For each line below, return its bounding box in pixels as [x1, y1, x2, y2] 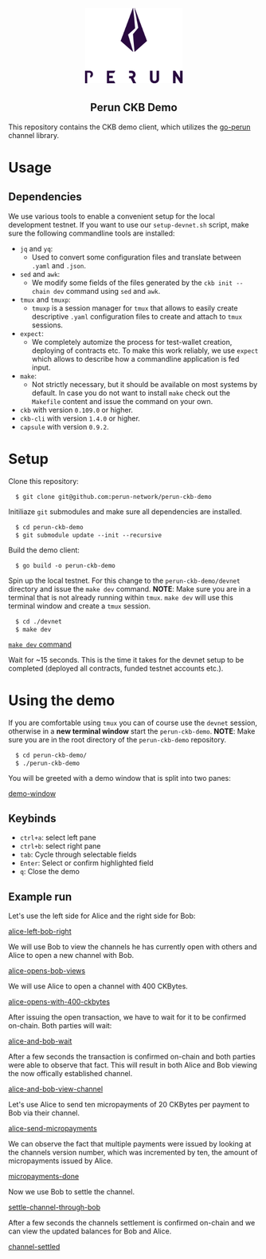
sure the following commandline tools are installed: [8, 228, 175, 238]
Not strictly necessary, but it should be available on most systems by [31, 379, 258, 389]
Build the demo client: [8, 545, 80, 555]
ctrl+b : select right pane [19, 841, 101, 851]
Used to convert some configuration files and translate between [31, 252, 241, 262]
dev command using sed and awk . [53, 286, 161, 295]
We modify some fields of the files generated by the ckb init [31, 278, 233, 287]
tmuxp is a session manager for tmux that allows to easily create [31, 303, 238, 313]
